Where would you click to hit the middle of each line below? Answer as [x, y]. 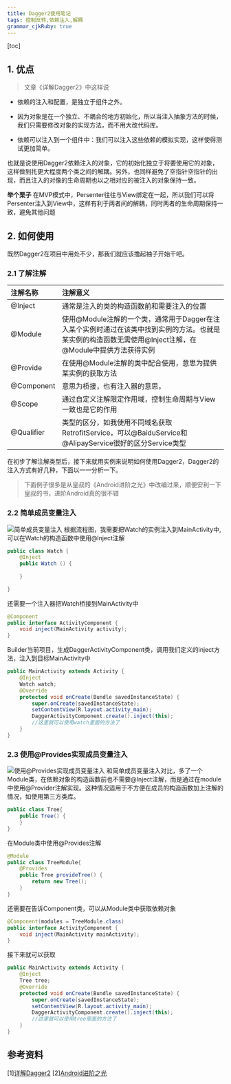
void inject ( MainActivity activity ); [74, 629]
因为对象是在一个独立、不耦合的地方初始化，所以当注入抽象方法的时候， [119, 116]
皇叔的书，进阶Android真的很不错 [71, 493]
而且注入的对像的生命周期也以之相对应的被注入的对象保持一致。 [109, 181]
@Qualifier [28, 433]
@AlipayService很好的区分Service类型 [124, 443]
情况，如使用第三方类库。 [43, 797]
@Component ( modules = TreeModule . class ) [66, 921]
